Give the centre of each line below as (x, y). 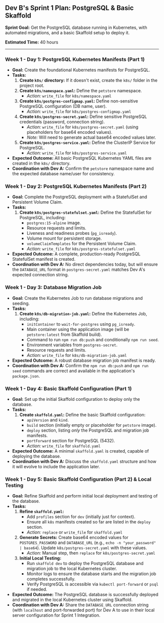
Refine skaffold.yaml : (42, 512)
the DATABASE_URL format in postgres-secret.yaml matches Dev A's (79, 270)
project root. (32, 85)
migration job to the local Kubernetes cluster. (72, 569)
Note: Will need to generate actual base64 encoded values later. (91, 137)
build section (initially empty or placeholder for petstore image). (92, 425)
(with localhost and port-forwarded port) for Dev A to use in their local (83, 610)
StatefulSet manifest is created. (44, 259)
